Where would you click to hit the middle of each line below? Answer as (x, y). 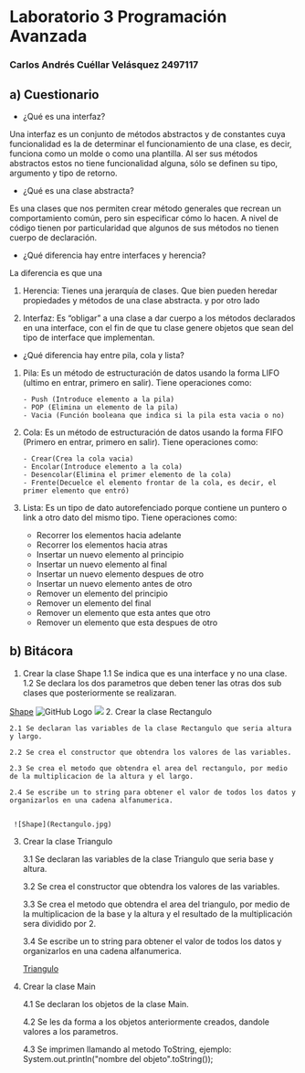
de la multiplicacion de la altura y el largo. (102, 776)
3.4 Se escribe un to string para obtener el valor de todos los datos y (152, 941)
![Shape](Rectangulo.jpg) (63, 824)
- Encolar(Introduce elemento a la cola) (102, 467)
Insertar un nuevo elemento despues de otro (120, 574)
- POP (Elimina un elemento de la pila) (100, 407)
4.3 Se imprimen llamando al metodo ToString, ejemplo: (127, 1049)
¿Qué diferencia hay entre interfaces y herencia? (114, 255)
